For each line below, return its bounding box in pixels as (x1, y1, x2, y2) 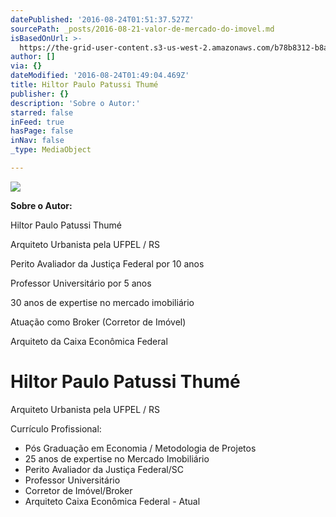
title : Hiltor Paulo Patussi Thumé (10, 80, 159, 90)
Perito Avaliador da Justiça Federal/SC (24, 463, 184, 475)
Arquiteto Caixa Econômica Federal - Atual (24, 495, 201, 507)
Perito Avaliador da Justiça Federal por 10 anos (10, 257, 205, 270)
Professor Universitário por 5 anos (10, 277, 152, 289)
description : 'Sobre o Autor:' (10, 98, 141, 108)
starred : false (10, 107, 74, 118)
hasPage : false (10, 126, 74, 136)
